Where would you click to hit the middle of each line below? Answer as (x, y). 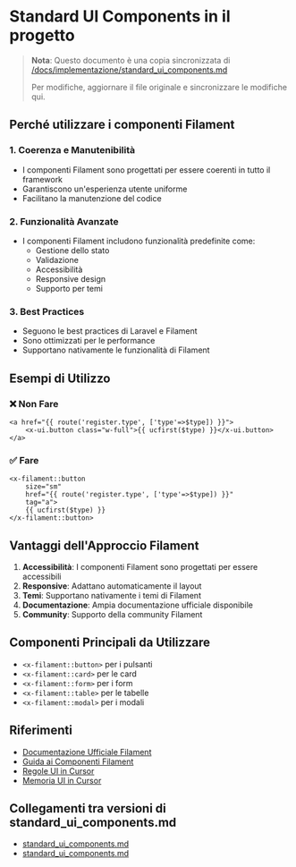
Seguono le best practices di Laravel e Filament (110, 331)
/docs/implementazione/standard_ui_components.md (129, 70)
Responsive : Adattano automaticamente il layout (112, 586)
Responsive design (71, 278)
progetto (42, 35)
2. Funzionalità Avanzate (64, 221)
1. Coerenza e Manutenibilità (72, 150)
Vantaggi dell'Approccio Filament (104, 545)
